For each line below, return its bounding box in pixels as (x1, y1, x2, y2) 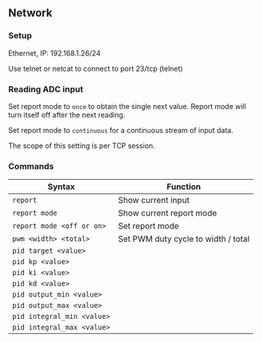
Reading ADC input (8, 84, 84, 95)
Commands (8, 161, 54, 172)
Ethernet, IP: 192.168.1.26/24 (8, 48, 101, 58)
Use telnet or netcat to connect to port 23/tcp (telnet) (8, 64, 183, 73)
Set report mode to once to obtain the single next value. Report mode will (8, 101, 247, 111)
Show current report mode (118, 208, 217, 219)
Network (8, 6, 53, 20)
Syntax (47, 181, 76, 192)
